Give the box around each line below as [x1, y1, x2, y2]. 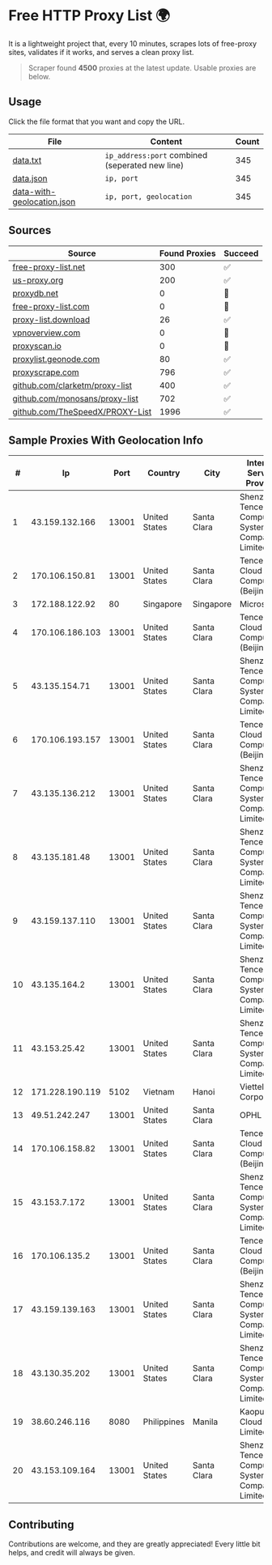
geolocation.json [12, 196, 76, 207]
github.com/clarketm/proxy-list [12, 380, 132, 391]
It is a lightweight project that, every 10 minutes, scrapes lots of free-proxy [8, 38, 257, 49]
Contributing [8, 1517, 74, 1531]
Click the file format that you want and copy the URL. [8, 117, 185, 126]
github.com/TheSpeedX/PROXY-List [12, 406, 152, 417]
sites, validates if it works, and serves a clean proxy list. [8, 47, 194, 57]
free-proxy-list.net [12, 261, 86, 272]
